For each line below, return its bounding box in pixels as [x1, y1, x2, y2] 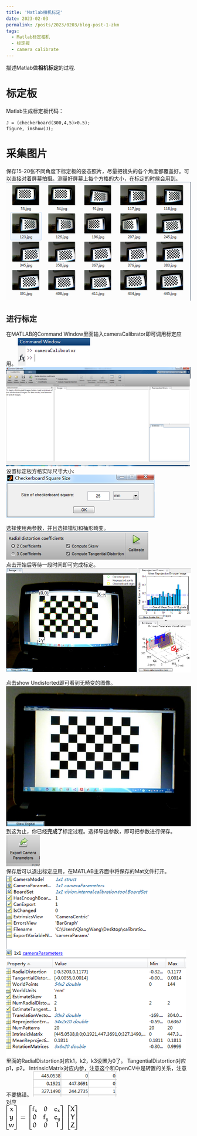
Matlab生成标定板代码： [6, 107, 64, 114]
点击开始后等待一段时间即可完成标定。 [6, 561, 98, 568]
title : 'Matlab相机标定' [6, 9, 63, 15]
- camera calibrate [11, 47, 59, 53]
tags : [6, 28, 19, 34]
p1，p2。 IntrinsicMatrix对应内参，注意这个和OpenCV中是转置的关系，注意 [6, 1064, 187, 1071]
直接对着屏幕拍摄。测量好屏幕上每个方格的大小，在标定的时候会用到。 [11, 175, 181, 182]
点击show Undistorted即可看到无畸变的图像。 [6, 679, 116, 686]
